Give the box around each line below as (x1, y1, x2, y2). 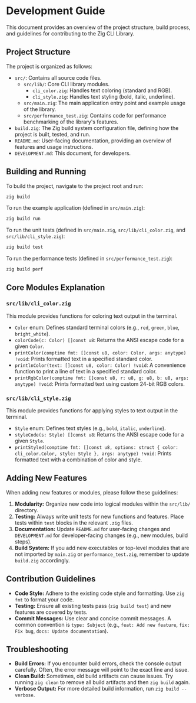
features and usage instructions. (14, 143, 94, 150)
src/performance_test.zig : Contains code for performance (23, 112, 167, 119)
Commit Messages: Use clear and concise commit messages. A (14, 614, 171, 621)
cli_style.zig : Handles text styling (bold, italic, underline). (32, 93, 175, 100)
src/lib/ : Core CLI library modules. (23, 80, 110, 87)
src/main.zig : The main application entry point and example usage (23, 99, 186, 106)
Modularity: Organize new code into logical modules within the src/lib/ (14, 500, 191, 507)
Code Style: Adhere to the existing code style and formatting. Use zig (14, 590, 185, 597)
